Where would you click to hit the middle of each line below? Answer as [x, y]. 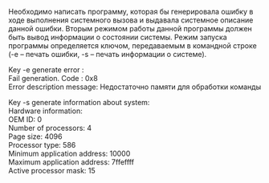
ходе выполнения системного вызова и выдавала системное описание [131, 20]
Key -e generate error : [46, 70]
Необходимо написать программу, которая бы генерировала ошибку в [131, 12]
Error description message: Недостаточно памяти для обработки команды [135, 87]
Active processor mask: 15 [52, 171]
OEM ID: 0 [25, 119]
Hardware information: [45, 111]
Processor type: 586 [42, 145]
